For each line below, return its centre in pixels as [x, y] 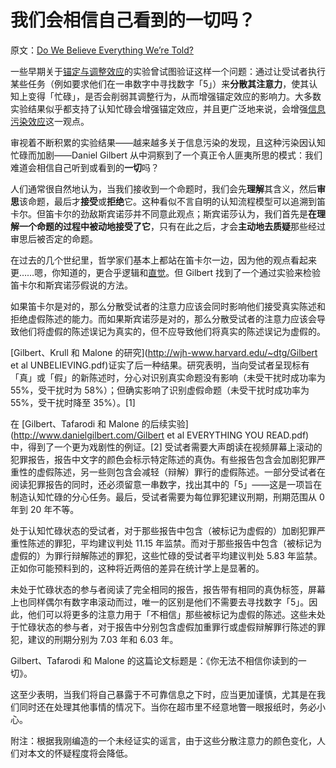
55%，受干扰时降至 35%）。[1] [73, 402]
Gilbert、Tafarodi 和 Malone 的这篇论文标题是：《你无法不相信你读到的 [154, 660]
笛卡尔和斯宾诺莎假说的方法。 [71, 285]
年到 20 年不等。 [45, 509]
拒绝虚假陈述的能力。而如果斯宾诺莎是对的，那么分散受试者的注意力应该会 [163, 318]
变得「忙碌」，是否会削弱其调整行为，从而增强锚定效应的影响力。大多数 [174, 96]
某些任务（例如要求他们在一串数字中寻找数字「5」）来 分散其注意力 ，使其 [160, 83]
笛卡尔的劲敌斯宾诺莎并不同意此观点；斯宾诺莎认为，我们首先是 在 [180, 213]
